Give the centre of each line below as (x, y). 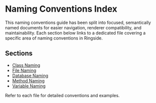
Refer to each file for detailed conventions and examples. (62, 95)
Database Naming (30, 75)
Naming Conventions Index (61, 9)
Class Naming (26, 65)
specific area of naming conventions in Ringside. (54, 38)
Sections (19, 53)
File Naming (24, 70)
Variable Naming (29, 86)
